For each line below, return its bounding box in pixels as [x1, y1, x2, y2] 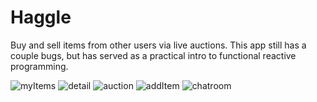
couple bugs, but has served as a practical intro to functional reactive [10, 49, 297, 61]
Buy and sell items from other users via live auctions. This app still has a [10, 39, 307, 51]
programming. [10, 60, 69, 72]
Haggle [10, 6, 72, 29]
